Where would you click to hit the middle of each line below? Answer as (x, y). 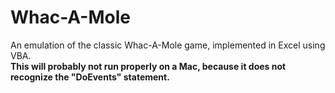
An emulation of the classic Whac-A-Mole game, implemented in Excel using (168, 45)
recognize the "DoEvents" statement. (90, 77)
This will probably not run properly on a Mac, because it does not (148, 66)
